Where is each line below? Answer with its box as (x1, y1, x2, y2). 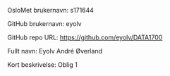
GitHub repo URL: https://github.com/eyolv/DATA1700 (7, 33, 163, 42)
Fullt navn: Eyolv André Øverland (7, 47, 102, 55)
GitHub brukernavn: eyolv (7, 20, 82, 27)
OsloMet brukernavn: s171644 (7, 6, 94, 14)
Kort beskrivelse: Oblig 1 (7, 61, 78, 69)
